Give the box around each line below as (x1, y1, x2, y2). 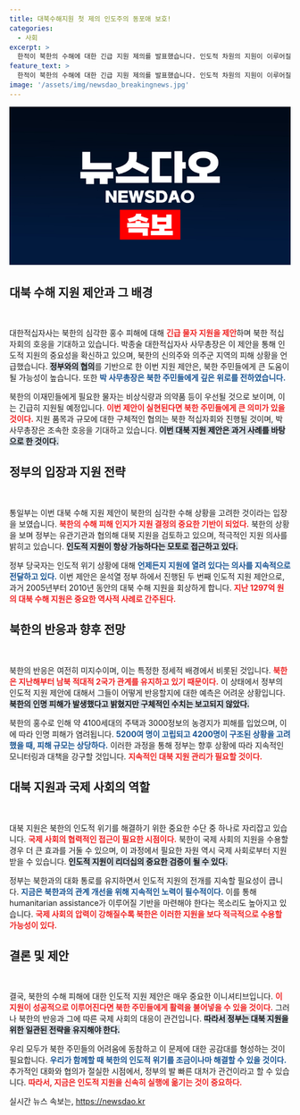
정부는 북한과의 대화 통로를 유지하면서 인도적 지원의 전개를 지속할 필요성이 (9, 874, 267, 885)
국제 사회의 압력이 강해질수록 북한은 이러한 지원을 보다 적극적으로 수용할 (35, 908, 283, 919)
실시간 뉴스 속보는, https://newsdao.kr (9, 1096, 146, 1107)
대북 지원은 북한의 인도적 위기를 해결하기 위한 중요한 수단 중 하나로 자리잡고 (9, 823, 271, 833)
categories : (9, 23, 54, 33)
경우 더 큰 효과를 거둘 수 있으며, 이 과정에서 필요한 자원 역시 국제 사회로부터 (9, 845, 271, 856)
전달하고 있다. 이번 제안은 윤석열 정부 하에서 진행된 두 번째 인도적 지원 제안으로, (9, 570, 286, 581)
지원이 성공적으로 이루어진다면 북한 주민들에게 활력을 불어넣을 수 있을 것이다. (9, 1002, 274, 1013)
